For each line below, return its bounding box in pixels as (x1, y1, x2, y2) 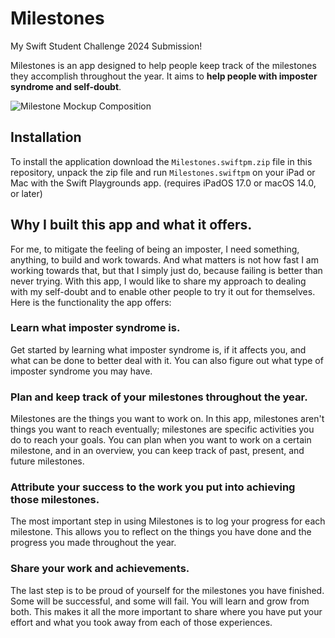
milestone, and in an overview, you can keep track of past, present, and (10, 445, 305, 457)
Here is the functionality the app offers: (10, 296, 172, 308)
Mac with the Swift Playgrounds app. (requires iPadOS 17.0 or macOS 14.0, (10, 177, 317, 189)
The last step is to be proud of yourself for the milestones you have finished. (10, 584, 325, 596)
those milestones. (10, 493, 100, 507)
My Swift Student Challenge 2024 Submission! (10, 40, 203, 52)
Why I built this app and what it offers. (10, 217, 253, 234)
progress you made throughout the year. (10, 537, 177, 549)
